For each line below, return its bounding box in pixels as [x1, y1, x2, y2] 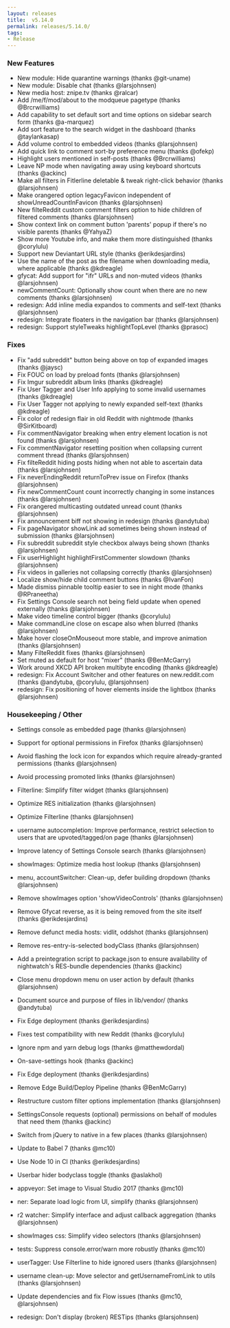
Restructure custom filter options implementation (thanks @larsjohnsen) [16, 1097, 221, 1106]
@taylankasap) [16, 132, 60, 141]
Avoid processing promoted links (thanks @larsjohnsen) [16, 773, 176, 781]
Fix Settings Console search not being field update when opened [16, 597, 201, 605]
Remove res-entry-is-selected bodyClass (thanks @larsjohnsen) [16, 942, 200, 950]
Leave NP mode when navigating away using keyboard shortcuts [16, 162, 201, 170]
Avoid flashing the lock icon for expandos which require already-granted [16, 752, 222, 760]
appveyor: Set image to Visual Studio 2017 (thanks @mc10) [16, 1184, 184, 1192]
